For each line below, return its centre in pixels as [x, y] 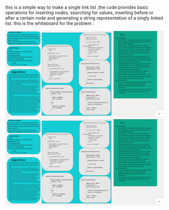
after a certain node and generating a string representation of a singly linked [84, 18]
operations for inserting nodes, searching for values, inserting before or [79, 13]
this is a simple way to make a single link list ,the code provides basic [77, 7]
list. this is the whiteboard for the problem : [50, 23]
